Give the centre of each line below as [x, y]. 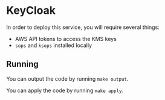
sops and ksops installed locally [53, 45]
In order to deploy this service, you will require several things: [83, 27]
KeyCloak [31, 11]
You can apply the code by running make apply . [65, 90]
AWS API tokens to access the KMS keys [66, 39]
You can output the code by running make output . [67, 78]
